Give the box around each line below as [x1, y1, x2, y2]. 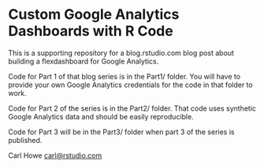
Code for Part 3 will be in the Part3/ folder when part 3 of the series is [8, 127, 235, 137]
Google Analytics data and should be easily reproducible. [8, 111, 195, 121]
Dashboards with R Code [8, 22, 173, 40]
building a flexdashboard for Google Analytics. [8, 57, 159, 66]
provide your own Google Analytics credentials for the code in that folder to [8, 80, 254, 89]
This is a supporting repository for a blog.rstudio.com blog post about [8, 48, 235, 57]
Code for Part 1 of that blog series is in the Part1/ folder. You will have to [8, 71, 241, 81]
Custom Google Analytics [8, 5, 180, 24]
